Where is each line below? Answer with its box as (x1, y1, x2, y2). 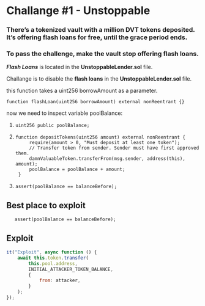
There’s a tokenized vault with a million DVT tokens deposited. (6, 26, 195, 34)
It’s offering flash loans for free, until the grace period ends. (6, 33, 188, 42)
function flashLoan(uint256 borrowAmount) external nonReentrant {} (6, 99, 185, 105)
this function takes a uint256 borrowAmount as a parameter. (6, 87, 158, 95)
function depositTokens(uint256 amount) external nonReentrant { (15, 134, 185, 140)
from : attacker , (39, 277, 81, 284)
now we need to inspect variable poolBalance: (6, 109, 123, 117)
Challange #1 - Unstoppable (6, 4, 151, 18)
